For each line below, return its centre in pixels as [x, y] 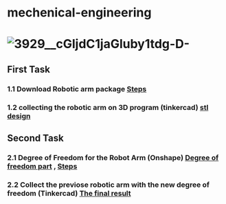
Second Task [35, 138]
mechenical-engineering [79, 13]
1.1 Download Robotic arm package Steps [77, 89]
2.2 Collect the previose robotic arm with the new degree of [109, 185]
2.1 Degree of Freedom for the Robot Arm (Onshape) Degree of [113, 157]
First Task [29, 69]
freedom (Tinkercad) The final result [69, 193]
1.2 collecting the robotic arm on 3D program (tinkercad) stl [108, 107]
